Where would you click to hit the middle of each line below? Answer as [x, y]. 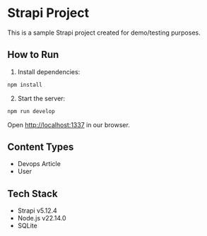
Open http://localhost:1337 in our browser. [69, 124]
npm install [25, 85]
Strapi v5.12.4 [37, 211]
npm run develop [31, 111]
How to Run [33, 55]
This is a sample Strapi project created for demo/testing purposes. [104, 33]
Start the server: [41, 98]
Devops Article [39, 164]
